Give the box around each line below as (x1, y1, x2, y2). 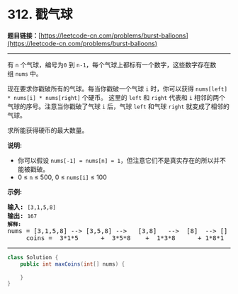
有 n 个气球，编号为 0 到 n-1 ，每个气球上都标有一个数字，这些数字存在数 (7, 60, 217, 69)
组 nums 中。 (7, 69, 42, 78)
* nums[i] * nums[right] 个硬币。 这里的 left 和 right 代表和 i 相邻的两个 (7, 93, 225, 101)
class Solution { (7, 254, 59, 261)
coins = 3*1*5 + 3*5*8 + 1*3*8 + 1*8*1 (25, 234, 225, 242)
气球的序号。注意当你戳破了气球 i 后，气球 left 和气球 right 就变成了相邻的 (7, 102, 230, 111)
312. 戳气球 (7, 6, 73, 23)
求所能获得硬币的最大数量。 (7, 125, 89, 135)
